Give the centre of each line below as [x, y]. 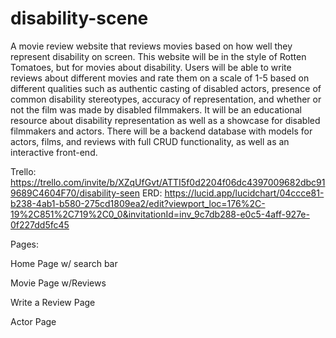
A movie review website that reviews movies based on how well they [151, 46]
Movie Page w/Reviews [58, 283]
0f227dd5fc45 [40, 224]
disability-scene [79, 18]
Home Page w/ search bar [64, 263]
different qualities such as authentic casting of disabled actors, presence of [166, 88]
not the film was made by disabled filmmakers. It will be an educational [156, 109]
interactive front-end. [54, 152]
